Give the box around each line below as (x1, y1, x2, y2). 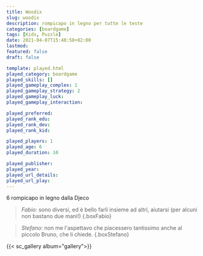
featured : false (6, 49, 48, 55)
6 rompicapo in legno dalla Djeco (6, 194, 90, 202)
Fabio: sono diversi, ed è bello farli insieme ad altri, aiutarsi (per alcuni (21, 206, 198, 213)
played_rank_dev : (6, 121, 51, 128)
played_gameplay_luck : (6, 94, 64, 100)
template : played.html (6, 65, 64, 71)
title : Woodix (6, 9, 43, 15)
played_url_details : (6, 172, 59, 178)
